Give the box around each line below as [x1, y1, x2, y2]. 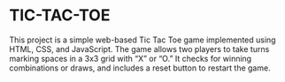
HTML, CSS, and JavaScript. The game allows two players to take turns [9, 43, 270, 54]
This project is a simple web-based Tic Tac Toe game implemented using [9, 34, 276, 45]
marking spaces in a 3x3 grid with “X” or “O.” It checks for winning [9, 53, 252, 63]
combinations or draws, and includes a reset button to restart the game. [9, 63, 272, 73]
